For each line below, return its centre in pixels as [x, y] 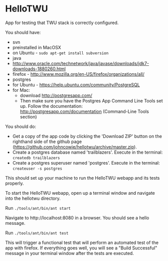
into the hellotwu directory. [33, 198]
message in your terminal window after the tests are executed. [70, 253]
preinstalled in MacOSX [37, 47]
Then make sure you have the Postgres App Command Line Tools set [91, 100]
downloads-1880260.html [39, 69]
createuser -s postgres [37, 169]
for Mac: [21, 90]
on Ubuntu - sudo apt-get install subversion [60, 53]
